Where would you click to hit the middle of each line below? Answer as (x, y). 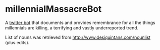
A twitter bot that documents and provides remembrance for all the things (80, 23)
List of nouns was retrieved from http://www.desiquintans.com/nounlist (78, 37)
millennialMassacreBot (53, 9)
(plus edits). (17, 42)
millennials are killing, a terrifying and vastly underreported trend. (72, 27)
